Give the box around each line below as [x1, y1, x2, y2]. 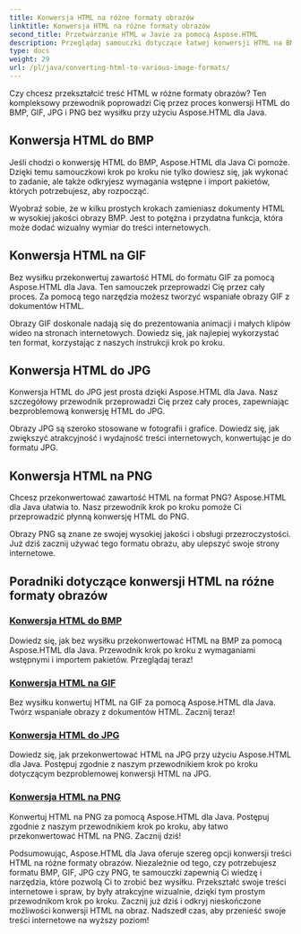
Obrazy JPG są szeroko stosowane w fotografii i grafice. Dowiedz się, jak [9, 423, 280, 434]
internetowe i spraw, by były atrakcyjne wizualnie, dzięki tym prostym [9, 886, 266, 896]
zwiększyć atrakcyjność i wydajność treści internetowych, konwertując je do [9, 433, 292, 444]
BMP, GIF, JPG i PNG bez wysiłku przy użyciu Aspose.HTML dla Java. [9, 107, 267, 118]
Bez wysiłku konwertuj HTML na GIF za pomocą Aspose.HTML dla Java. [9, 697, 276, 708]
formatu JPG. [9, 442, 58, 454]
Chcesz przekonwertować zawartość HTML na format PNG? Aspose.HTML [9, 492, 287, 503]
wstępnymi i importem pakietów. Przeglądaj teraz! [9, 654, 193, 665]
